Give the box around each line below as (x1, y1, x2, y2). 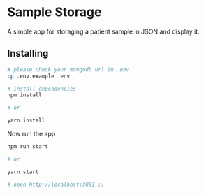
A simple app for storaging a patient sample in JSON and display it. (7, 27, 200, 36)
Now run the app (7, 130, 56, 138)
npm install (7, 92, 42, 99)
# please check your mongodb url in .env (7, 66, 130, 73)
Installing (7, 48, 49, 59)
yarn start (7, 168, 39, 175)
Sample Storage (7, 4, 102, 20)
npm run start (7, 143, 49, 150)
